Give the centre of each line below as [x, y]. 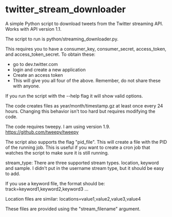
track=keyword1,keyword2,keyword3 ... [47, 189]
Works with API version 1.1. [33, 29]
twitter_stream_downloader [65, 9]
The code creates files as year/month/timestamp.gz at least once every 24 [84, 105]
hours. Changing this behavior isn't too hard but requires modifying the [80, 111]
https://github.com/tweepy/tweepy [42, 132]
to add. [13, 173]
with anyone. [26, 86]
